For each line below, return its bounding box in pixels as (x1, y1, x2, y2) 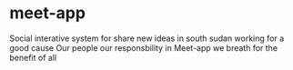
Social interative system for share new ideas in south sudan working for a (9, 33, 285, 44)
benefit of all (9, 52, 57, 63)
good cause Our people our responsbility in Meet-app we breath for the (9, 42, 278, 53)
